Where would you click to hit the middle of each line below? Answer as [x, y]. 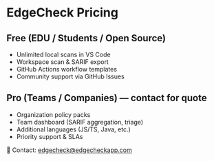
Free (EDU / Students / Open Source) [86, 38]
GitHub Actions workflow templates [67, 69]
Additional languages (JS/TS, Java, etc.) [74, 129]
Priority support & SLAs [50, 136]
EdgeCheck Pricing [62, 13]
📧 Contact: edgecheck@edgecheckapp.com [69, 150]
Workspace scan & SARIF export [63, 62]
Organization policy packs [53, 114]
